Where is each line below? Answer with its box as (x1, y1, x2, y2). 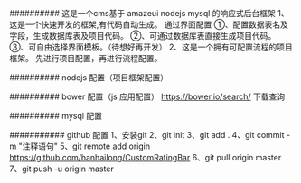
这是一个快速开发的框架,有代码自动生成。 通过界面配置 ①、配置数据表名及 (9, 19, 289, 30)
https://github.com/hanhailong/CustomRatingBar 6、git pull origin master (9, 152, 282, 162)
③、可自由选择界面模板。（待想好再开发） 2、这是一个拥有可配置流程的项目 (9, 41, 293, 52)
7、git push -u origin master (9, 163, 115, 174)
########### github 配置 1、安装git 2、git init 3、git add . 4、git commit (9, 130, 285, 140)
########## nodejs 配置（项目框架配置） (9, 72, 169, 83)
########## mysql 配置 (9, 111, 102, 121)
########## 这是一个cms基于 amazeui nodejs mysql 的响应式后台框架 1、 (9, 8, 289, 18)
